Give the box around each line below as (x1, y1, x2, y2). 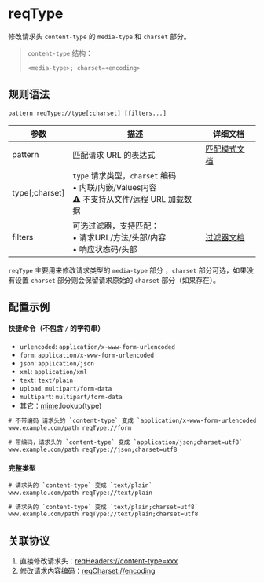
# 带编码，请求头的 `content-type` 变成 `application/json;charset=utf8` (8, 438, 243, 446)
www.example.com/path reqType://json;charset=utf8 (8, 445, 178, 453)
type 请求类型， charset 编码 (72, 170, 177, 181)
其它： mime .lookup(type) (19, 401, 102, 411)
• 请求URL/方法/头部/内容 (72, 232, 167, 243)
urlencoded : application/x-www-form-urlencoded (19, 342, 175, 351)
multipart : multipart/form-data (19, 392, 123, 401)
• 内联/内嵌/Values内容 (72, 181, 157, 192)
